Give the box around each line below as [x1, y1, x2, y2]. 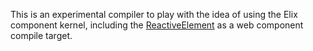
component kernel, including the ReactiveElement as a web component [10, 19, 304, 31]
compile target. [10, 30, 73, 41]
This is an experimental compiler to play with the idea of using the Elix [10, 9, 298, 20]
